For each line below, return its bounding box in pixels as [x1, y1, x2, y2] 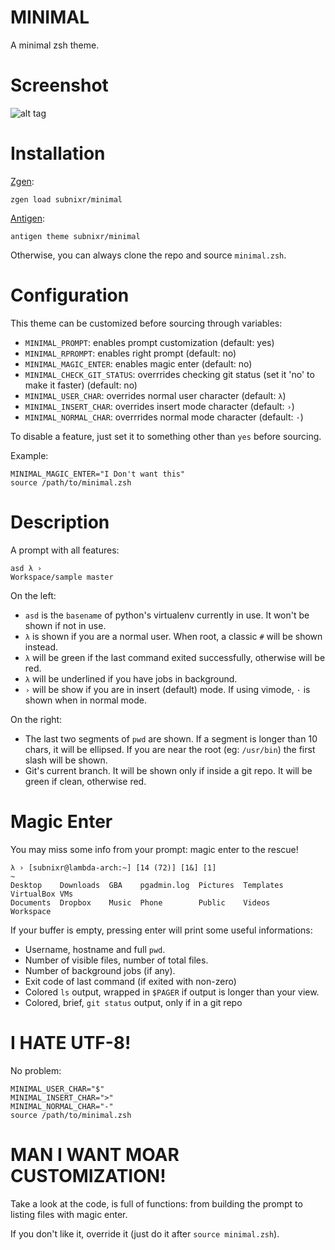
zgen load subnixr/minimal [10, 194, 123, 205]
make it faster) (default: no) [24, 379, 138, 391]
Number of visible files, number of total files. [24, 954, 209, 966]
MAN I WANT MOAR [10, 1143, 180, 1166]
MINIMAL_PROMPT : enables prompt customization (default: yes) [24, 336, 275, 348]
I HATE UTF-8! [10, 1031, 132, 1054]
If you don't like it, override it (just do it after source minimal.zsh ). [10, 1227, 280, 1240]
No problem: [10, 1064, 62, 1076]
